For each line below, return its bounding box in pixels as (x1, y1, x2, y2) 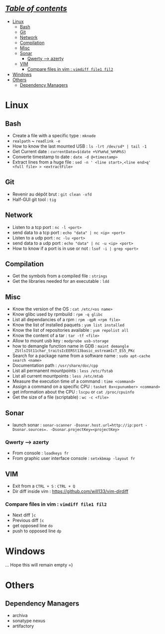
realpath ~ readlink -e (12, 138, 61, 144)
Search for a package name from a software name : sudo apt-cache (12, 353, 151, 359)
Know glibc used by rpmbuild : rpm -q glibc (12, 311, 103, 317)
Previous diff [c (12, 517, 44, 523)
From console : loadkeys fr (12, 450, 69, 456)
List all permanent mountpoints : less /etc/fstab (12, 368, 113, 374)
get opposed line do (12, 523, 53, 529)
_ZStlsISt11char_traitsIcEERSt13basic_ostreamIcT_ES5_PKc (12, 348, 135, 354)
